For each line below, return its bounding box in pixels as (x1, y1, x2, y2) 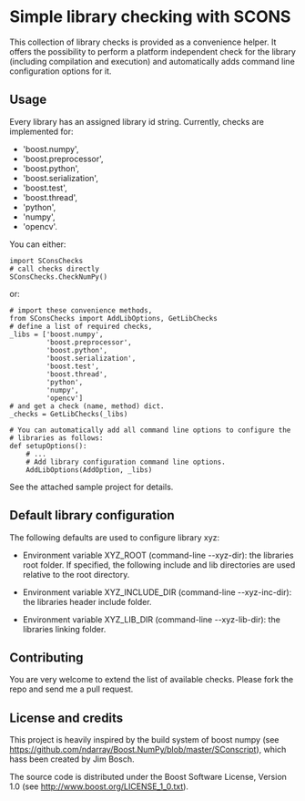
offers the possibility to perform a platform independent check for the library (9, 46, 296, 56)
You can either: (9, 239, 66, 250)
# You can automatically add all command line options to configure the (9, 426, 291, 435)
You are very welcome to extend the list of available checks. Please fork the (9, 674, 294, 685)
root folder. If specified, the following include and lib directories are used (22, 559, 296, 570)
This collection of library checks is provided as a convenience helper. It (9, 36, 277, 47)
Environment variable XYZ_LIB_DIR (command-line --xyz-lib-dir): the (22, 613, 280, 625)
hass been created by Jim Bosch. (9, 754, 135, 765)
